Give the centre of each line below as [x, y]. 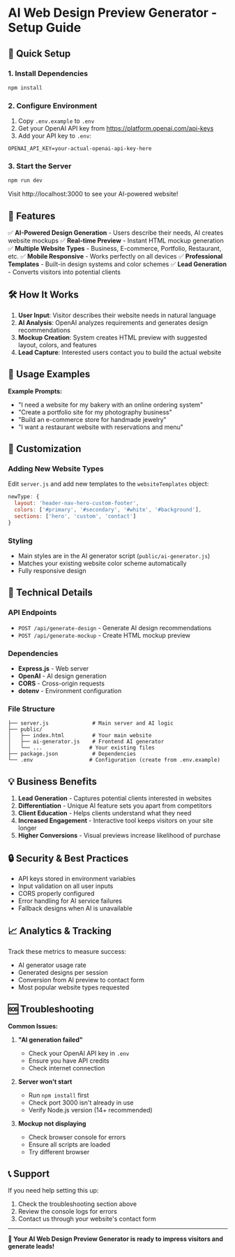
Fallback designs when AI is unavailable [75, 908]
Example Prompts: [35, 391]
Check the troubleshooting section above [77, 1204]
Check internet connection [67, 1068]
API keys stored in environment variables [77, 878]
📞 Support [29, 1174]
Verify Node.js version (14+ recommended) [90, 1110]
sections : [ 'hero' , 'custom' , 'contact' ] [75, 516]
